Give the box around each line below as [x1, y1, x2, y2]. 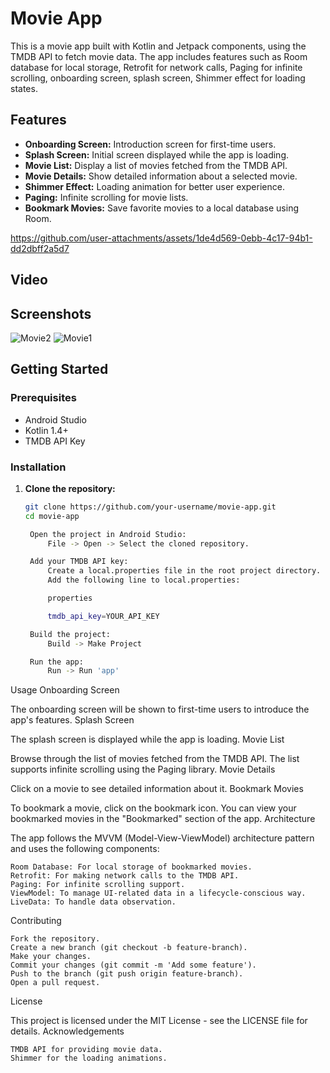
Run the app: [29, 657, 84, 667]
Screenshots [10, 305, 92, 322]
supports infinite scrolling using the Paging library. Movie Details [10, 763, 276, 776]
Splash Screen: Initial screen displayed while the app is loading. [24, 148, 290, 161]
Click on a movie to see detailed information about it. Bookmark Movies [10, 783, 304, 795]
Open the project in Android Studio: [29, 529, 187, 539]
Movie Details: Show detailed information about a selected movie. [24, 170, 298, 182]
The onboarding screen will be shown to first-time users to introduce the [10, 703, 310, 716]
